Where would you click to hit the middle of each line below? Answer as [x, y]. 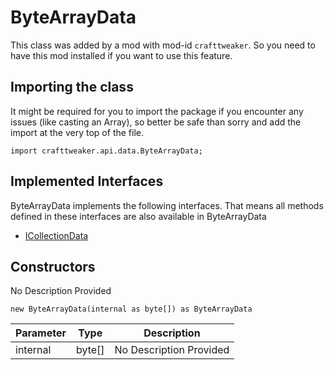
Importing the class [72, 87]
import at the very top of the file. [77, 132]
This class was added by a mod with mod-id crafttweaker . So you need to [163, 45]
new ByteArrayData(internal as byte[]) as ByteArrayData [131, 309]
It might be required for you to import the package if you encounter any [157, 111]
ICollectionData [56, 235]
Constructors [53, 266]
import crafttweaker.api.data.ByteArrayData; [106, 151]
